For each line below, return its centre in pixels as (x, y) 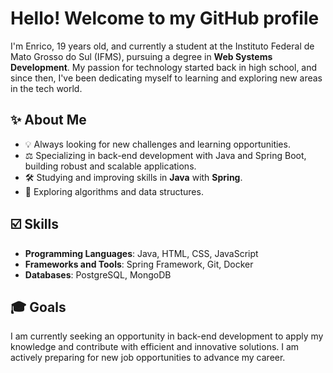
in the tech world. (46, 88)
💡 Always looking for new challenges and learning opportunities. (157, 144)
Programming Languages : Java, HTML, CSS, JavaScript (141, 253)
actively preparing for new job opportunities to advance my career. (148, 358)
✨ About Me (48, 120)
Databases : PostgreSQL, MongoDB (98, 274)
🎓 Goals (38, 307)
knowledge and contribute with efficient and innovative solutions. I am (155, 347)
